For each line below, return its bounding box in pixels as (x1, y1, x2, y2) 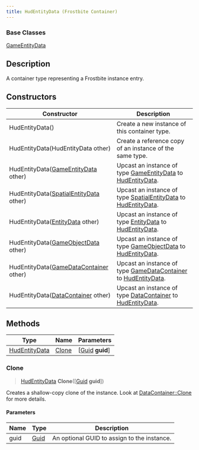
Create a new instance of (116, 119, 187, 128)
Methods (6, 318, 40, 328)
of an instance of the (116, 144, 175, 152)
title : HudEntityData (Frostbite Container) (6, 8, 118, 15)
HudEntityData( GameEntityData (9, 164, 97, 173)
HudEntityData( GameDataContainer (9, 262, 108, 271)
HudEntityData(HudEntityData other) (9, 144, 111, 152)
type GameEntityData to (116, 169, 184, 177)
